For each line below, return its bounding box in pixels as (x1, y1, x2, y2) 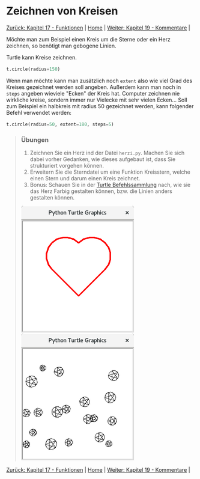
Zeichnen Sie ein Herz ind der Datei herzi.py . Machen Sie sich (29, 149, 185, 156)
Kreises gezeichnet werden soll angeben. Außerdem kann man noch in (6, 83, 181, 91)
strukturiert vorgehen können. (29, 162, 104, 169)
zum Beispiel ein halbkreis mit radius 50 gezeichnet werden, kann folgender (6, 102, 194, 109)
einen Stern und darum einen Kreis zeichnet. (29, 174, 141, 182)
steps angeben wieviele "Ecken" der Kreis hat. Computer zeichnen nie (6, 90, 180, 97)
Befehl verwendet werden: (6, 109, 72, 116)
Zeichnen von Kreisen (6, 4, 118, 18)
